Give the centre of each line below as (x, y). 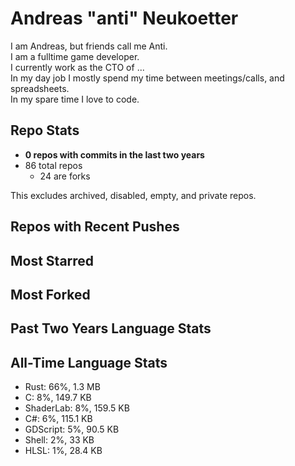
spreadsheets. (40, 88)
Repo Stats (45, 130)
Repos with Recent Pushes (95, 227)
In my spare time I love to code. (75, 99)
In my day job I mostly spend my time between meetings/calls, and (147, 78)
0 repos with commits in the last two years (114, 154)
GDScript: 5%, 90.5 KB (72, 429)
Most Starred (52, 260)
